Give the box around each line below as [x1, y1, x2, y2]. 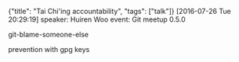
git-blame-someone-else [8, 30, 89, 39]
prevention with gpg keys [8, 45, 90, 53]
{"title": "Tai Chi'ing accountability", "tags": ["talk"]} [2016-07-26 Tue [8, 7, 231, 15]
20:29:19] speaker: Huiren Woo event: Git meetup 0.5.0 [8, 15, 186, 24]
